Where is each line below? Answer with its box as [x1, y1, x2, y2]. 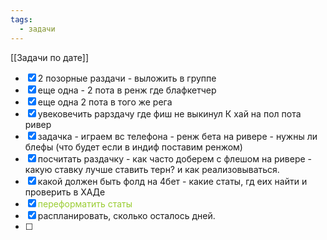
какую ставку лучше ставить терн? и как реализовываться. [24, 163, 280, 175]
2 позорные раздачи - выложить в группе [37, 72, 217, 84]
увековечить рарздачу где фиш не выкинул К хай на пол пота [37, 107, 302, 120]
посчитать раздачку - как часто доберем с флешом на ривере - [37, 152, 313, 165]
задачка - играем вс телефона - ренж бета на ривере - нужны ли [37, 130, 318, 142]
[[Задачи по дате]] [10, 51, 89, 63]
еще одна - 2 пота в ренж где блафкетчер [37, 84, 217, 96]
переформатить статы [37, 197, 133, 210]
